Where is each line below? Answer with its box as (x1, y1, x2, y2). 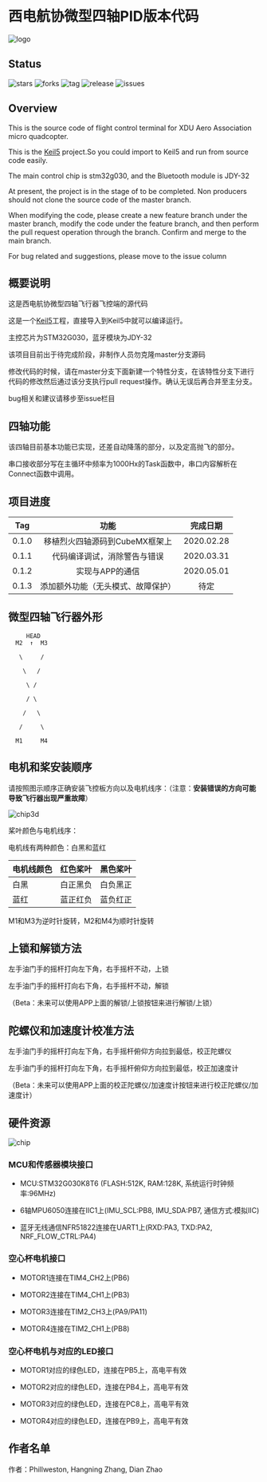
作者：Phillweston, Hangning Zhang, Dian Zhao (8, 1464, 163, 1474)
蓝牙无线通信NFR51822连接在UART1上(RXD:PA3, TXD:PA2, (19, 1222, 213, 1232)
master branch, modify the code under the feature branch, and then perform (8, 219, 259, 228)
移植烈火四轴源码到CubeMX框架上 (43, 536, 173, 547)
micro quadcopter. (8, 131, 69, 141)
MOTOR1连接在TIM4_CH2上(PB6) (19, 1273, 130, 1282)
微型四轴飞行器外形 (8, 610, 103, 624)
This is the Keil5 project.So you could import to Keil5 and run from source (8, 147, 249, 157)
